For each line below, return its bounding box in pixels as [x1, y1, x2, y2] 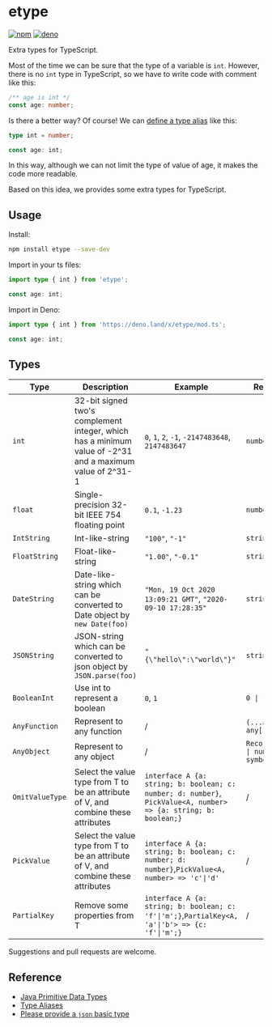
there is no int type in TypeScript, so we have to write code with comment [8, 69, 257, 79]
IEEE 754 [86, 509, 121, 520]
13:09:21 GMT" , [144, 593, 201, 605]
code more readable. [8, 169, 79, 179]
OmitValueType [12, 792, 67, 802]
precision [74, 499, 110, 511]
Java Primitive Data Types [19, 992, 108, 1002]
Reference [8, 970, 62, 984]
